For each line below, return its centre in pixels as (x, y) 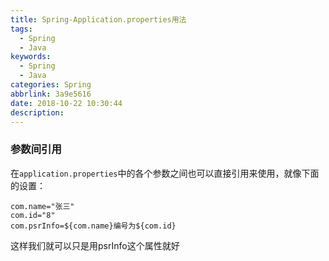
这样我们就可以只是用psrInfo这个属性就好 (95, 245)
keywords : (31, 57)
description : (37, 112)
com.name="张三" (42, 206)
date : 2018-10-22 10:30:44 (66, 103)
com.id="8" (33, 215)
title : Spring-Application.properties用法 (98, 19)
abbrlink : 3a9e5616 (51, 94)
